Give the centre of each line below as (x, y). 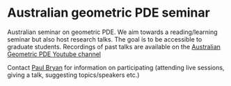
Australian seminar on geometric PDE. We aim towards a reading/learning (112, 32)
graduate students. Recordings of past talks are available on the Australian (114, 46)
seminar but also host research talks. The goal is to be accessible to (105, 39)
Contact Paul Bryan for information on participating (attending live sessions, (116, 67)
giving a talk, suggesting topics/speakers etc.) (73, 75)
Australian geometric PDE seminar (109, 13)
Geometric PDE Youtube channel (54, 54)
